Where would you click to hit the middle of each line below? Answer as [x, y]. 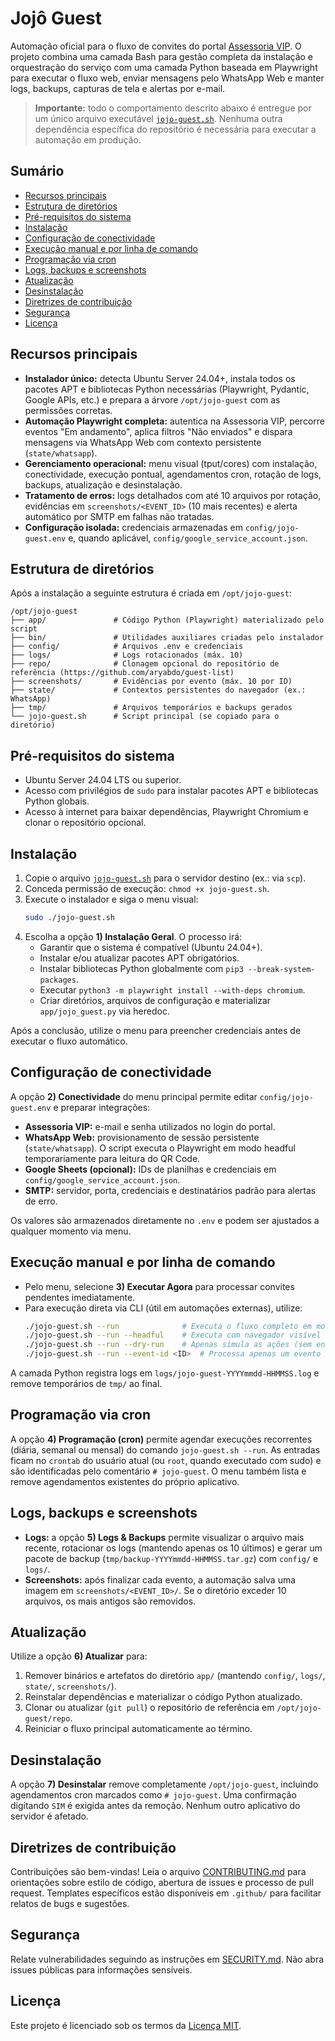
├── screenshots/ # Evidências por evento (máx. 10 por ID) [151, 682]
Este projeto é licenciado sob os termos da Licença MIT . [126, 2025]
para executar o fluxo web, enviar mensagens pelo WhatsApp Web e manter [167, 78]
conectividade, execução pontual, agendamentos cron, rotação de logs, [173, 474]
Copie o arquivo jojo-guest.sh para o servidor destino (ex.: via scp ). [165, 878]
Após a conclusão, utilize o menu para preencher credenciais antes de [156, 1030]
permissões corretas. [68, 410]
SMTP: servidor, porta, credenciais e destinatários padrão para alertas [170, 1190]
